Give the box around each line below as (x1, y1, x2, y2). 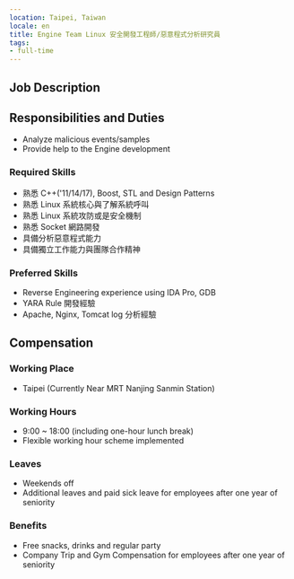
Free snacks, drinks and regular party (22, 540, 161, 550)
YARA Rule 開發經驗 (22, 297, 96, 308)
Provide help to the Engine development (22, 144, 170, 154)
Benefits (9, 520, 48, 532)
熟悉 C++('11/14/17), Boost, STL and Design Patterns (22, 188, 215, 198)
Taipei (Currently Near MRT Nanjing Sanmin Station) (22, 382, 215, 393)
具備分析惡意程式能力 (22, 232, 101, 243)
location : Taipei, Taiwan (9, 13, 106, 22)
